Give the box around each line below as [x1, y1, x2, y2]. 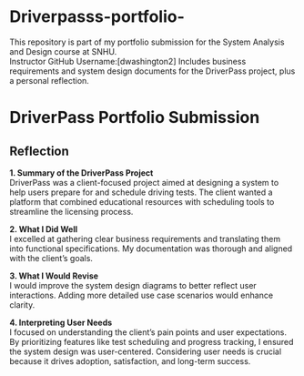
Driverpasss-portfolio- [9, 6, 185, 27]
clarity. [9, 299, 35, 310]
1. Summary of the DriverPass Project [9, 167, 154, 178]
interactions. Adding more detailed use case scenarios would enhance [9, 290, 274, 300]
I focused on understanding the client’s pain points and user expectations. [9, 326, 287, 338]
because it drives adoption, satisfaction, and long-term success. [9, 355, 251, 366]
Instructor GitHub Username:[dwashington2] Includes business [9, 56, 247, 66]
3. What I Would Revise [9, 270, 98, 281]
